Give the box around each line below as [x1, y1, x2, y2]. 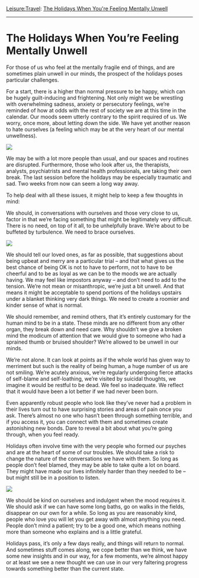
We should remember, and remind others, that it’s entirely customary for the [6, 313, 191, 320]
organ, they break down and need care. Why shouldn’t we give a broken [6, 325, 182, 332]
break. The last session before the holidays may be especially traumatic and [6, 174, 192, 181]
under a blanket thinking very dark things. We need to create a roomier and [6, 295, 190, 302]
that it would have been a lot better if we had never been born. [6, 388, 159, 395]
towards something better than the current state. [6, 565, 125, 572]
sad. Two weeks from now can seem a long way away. [6, 180, 139, 187]
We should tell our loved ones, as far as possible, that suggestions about [6, 251, 184, 258]
